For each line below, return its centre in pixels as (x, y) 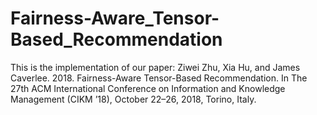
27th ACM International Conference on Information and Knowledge (148, 88)
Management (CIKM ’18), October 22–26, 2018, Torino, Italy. (133, 99)
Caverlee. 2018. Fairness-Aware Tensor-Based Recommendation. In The (159, 78)
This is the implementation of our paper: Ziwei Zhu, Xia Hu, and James (155, 67)
